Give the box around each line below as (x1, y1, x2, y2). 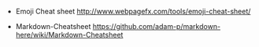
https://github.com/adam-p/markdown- (92, 22, 221, 31)
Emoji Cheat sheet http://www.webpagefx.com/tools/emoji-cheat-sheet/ (15, 7, 251, 16)
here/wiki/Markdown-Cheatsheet (15, 31, 124, 39)
